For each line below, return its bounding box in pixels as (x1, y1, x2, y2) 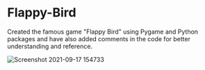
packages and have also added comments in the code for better (7, 34, 191, 43)
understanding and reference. (7, 42, 92, 50)
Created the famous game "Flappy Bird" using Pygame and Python (7, 27, 199, 36)
